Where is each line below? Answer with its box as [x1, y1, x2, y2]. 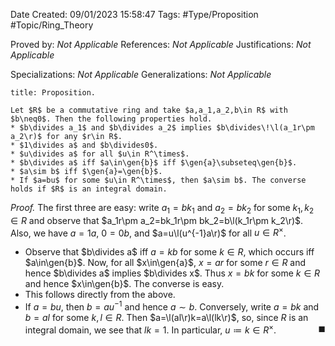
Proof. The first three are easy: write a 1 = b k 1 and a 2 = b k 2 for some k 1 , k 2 [10, 202, 315, 216]
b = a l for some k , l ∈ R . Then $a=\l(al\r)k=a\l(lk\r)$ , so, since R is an [24, 312, 309, 324]
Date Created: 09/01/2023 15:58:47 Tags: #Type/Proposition [10, 9, 259, 20]
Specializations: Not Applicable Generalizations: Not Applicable [10, 69, 272, 80]
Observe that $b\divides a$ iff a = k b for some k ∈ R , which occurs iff [24, 246, 315, 258]
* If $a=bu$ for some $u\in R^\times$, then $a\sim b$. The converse [10, 175, 307, 185]
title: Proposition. [10, 88, 97, 98]
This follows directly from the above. [24, 289, 176, 301]
